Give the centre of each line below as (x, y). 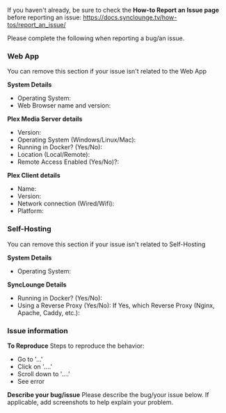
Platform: (30, 211)
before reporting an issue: (45, 17)
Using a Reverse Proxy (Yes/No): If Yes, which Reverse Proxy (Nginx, (116, 305)
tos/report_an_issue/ (37, 25)
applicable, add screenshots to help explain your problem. (90, 402)
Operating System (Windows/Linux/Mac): (76, 140)
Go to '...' (30, 359)
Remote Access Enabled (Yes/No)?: (68, 162)
